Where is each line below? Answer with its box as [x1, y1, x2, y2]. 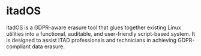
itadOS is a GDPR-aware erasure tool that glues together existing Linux [6, 24, 181, 31]
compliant [6, 43, 31, 50]
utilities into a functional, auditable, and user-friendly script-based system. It [6, 30, 196, 37]
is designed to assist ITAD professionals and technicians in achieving [6, 36, 177, 43]
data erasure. [32, 43, 65, 50]
